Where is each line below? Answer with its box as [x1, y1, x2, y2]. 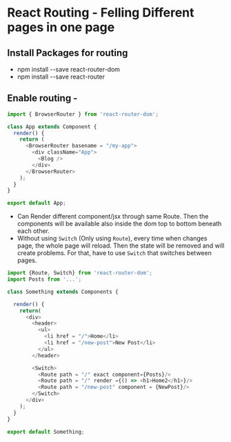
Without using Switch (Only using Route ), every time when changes [17, 234, 208, 243]
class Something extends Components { [7, 288, 119, 295]
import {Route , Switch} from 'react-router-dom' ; [7, 270, 153, 277]
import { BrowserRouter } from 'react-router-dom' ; [7, 110, 159, 118]
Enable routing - [7, 92, 78, 104]
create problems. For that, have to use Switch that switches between [17, 249, 212, 257]
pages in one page [7, 19, 115, 35]
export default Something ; [7, 428, 85, 435]
